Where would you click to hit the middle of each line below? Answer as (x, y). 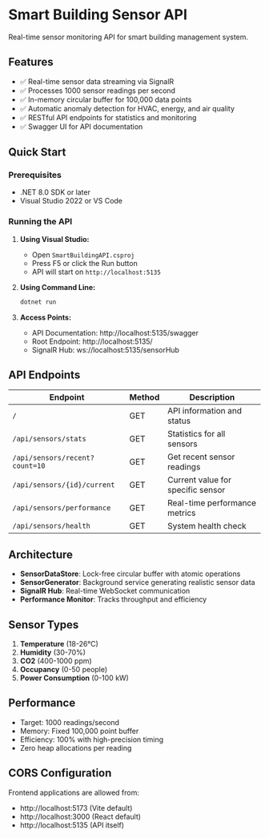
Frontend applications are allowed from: (74, 792)
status (179, 421)
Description (212, 397)
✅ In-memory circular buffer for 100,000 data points (106, 99)
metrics (182, 513)
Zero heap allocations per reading (76, 747)
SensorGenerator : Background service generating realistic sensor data (137, 582)
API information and (205, 411)
